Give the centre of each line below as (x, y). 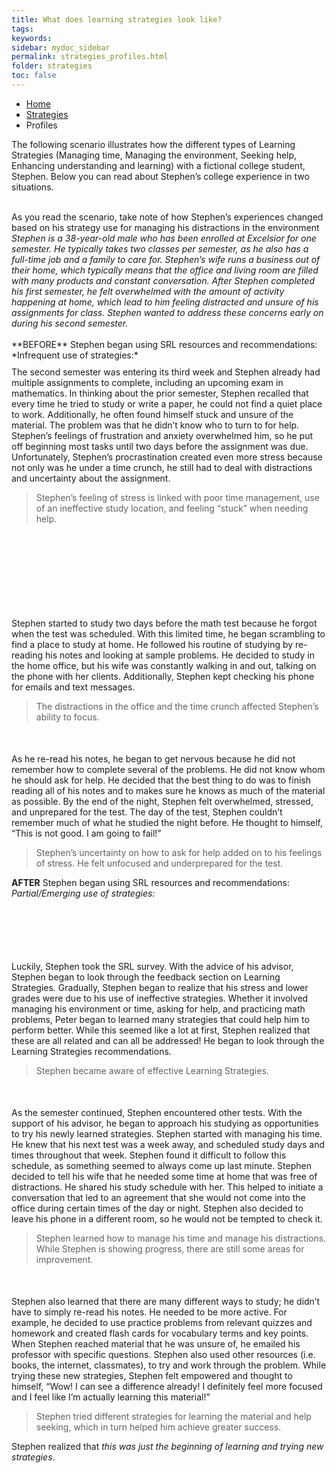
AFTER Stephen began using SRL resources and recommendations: (151, 882)
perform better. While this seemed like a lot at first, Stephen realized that (161, 1030)
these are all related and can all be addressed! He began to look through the (168, 1040)
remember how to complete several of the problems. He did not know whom (168, 769)
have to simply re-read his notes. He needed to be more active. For (149, 1312)
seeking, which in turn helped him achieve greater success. (158, 1427)
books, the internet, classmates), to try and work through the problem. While (169, 1365)
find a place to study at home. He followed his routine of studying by (152, 644)
